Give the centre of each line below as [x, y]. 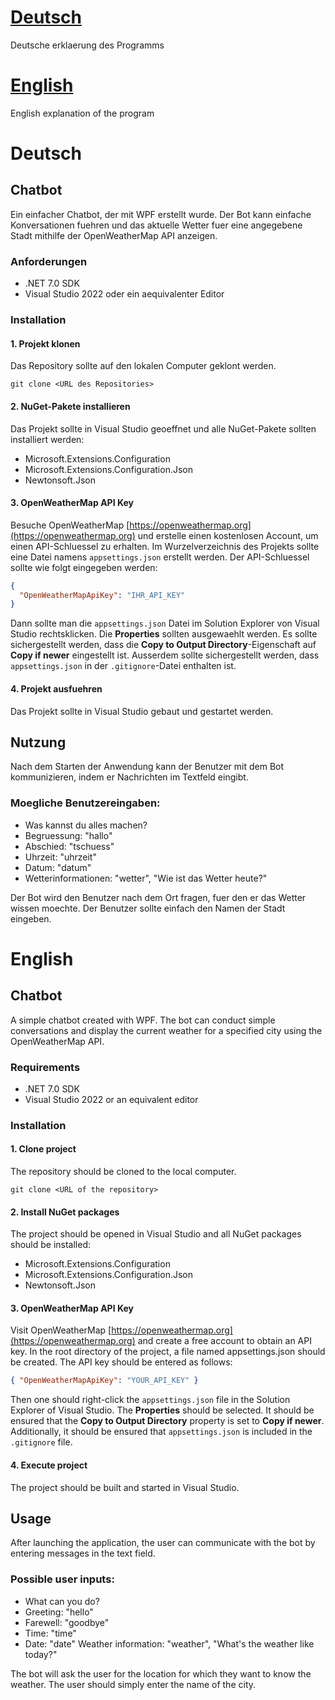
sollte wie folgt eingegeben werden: [84, 567]
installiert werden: [47, 439]
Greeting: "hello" [59, 1612]
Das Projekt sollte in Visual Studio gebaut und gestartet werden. [142, 711]
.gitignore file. [41, 1442]
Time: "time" [50, 1633]
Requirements [45, 1067]
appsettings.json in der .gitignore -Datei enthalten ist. [123, 666]
